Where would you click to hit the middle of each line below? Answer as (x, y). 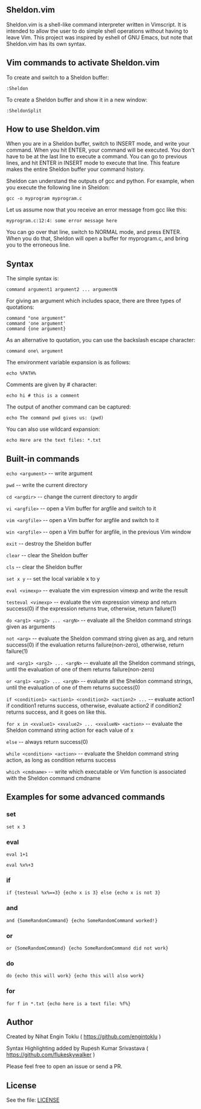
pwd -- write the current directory (47, 485)
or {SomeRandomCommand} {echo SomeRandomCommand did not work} (88, 948)
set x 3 (16, 827)
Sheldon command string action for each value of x (70, 730)
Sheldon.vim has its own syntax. (46, 44)
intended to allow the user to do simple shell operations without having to (97, 31)
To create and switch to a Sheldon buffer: (58, 77)
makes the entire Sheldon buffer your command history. (75, 169)
